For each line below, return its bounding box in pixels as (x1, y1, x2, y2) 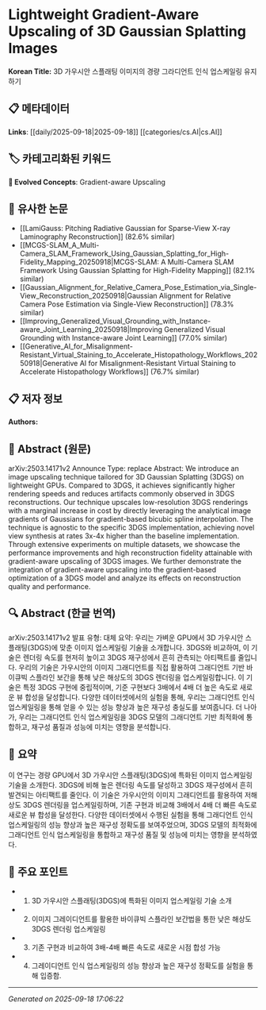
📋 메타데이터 (8, 102, 70, 116)
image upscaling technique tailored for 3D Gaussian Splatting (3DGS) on (8, 472, 244, 481)
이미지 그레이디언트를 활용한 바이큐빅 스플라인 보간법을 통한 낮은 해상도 (31, 915, 252, 924)
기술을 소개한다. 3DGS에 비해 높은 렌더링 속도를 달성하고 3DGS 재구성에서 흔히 (8, 780, 253, 789)
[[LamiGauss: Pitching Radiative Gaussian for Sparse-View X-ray (19, 224, 231, 233)
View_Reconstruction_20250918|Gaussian (19, 291, 158, 301)
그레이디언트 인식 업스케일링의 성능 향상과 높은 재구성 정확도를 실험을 (31, 961, 245, 970)
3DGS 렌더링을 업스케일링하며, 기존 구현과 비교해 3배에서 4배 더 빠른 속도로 (22, 800, 257, 809)
